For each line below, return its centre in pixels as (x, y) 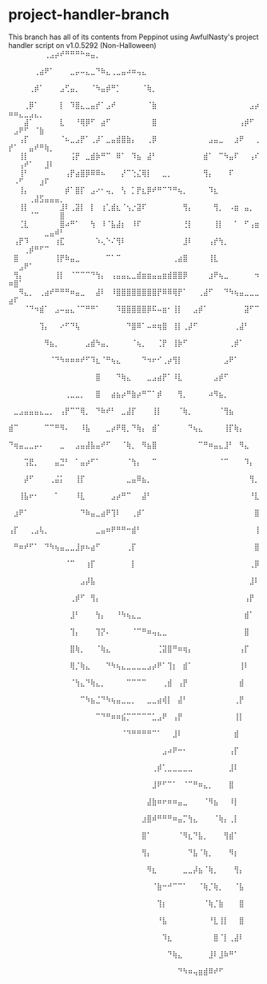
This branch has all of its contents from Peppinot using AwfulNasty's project (133, 37)
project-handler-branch (89, 15)
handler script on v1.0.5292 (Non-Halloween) (83, 45)
